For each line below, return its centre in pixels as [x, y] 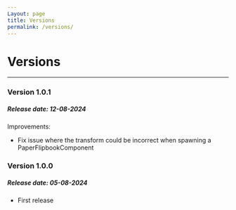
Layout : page [26, 14]
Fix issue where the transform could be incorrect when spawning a [114, 140]
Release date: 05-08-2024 [47, 183]
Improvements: [29, 126]
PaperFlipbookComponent [55, 147]
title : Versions [31, 20]
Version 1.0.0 [30, 166]
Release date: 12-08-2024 [47, 109]
